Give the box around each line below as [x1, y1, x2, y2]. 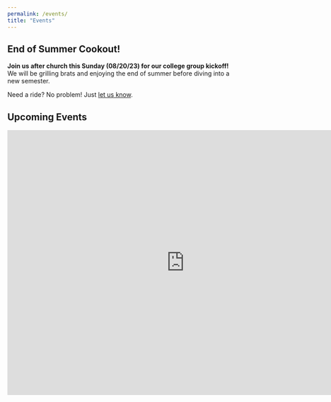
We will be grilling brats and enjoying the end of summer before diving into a [7, 69, 230, 78]
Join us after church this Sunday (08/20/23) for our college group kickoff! [7, 61, 229, 71]
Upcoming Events [7, 111, 87, 123]
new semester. [7, 77, 50, 85]
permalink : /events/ [7, 10, 69, 18]
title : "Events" [7, 17, 55, 24]
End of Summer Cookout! [7, 43, 121, 55]
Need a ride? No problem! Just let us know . [7, 90, 133, 99]
